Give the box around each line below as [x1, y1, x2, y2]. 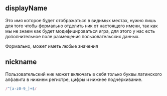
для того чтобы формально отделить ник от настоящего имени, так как [5, 23, 158, 29]
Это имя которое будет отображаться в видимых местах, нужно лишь [5, 17, 156, 23]
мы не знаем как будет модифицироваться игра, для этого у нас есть [5, 28, 155, 34]
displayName [5, 4, 48, 13]
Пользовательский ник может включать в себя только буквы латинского [5, 71, 162, 77]
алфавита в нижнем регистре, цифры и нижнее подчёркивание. [5, 76, 143, 82]
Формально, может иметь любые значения [5, 43, 99, 49]
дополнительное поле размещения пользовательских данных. [5, 33, 140, 39]
